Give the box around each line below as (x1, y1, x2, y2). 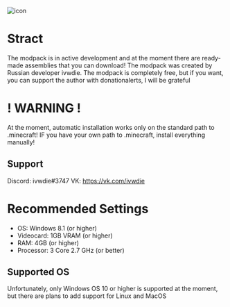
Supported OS (7, 266, 70, 278)
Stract (7, 31, 44, 47)
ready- (202, 53, 222, 62)
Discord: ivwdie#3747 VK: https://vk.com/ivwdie (7, 176, 145, 185)
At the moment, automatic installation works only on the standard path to (7, 123, 215, 131)
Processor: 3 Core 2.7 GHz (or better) (17, 246, 125, 254)
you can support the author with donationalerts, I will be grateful (7, 76, 191, 84)
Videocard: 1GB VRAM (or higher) (17, 231, 113, 240)
